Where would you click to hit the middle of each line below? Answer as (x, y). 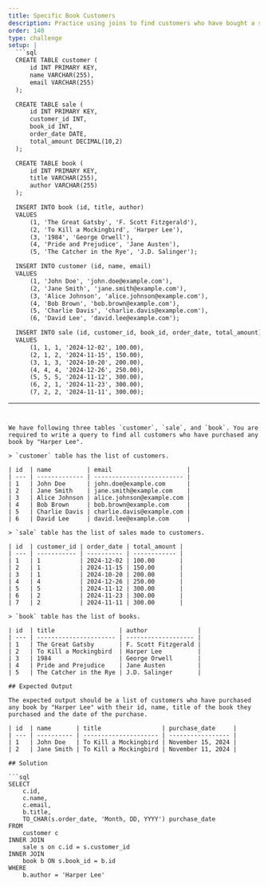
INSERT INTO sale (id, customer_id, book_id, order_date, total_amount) (139, 333)
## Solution (28, 763)
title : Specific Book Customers (62, 16)
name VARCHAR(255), (61, 75)
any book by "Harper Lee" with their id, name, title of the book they (130, 707)
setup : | (23, 46)
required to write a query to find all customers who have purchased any (134, 435)
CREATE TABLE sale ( (49, 105)
